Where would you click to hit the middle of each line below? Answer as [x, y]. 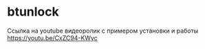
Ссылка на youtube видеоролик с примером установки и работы [103, 31]
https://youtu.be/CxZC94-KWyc [52, 37]
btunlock [33, 12]
